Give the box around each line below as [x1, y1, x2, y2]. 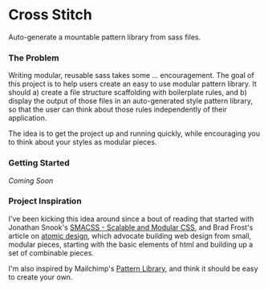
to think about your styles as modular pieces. [8, 137, 157, 147]
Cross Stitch [8, 6, 92, 24]
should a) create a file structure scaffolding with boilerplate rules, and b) [8, 88, 247, 97]
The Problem [8, 52, 60, 63]
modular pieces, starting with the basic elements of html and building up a [8, 239, 254, 249]
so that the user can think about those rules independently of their [8, 104, 227, 114]
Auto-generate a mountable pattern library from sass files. [8, 32, 201, 42]
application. [8, 113, 47, 123]
